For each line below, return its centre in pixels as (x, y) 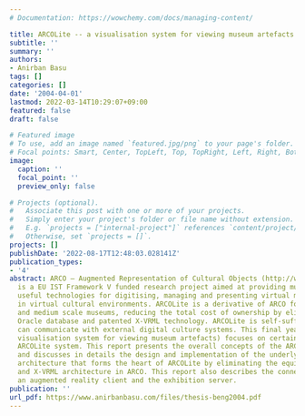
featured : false (40, 110)
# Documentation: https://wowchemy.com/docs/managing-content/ (132, 18)
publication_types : (46, 262)
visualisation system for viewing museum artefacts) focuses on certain (158, 338)
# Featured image (42, 136)
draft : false (34, 119)
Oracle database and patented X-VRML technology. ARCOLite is (138, 321)
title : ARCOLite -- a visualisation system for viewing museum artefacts (152, 34)
